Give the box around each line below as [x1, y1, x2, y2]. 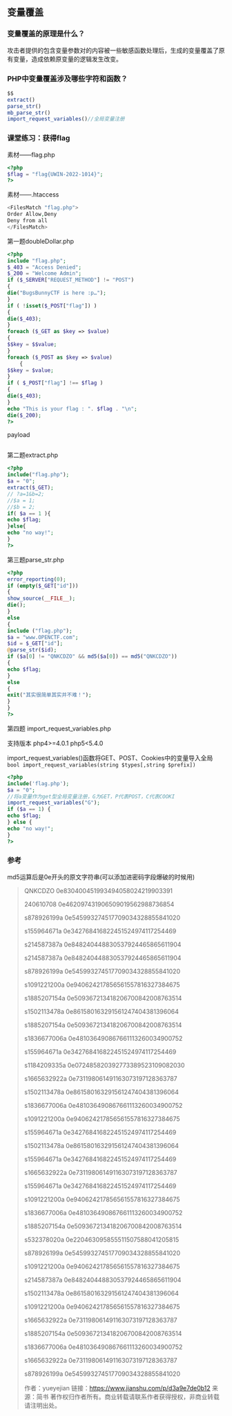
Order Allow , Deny [7, 210, 57, 218]
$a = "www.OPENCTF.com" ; [7, 634, 79, 640]
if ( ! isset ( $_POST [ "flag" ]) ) [7, 302, 97, 310]
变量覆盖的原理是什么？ [7, 29, 85, 39]
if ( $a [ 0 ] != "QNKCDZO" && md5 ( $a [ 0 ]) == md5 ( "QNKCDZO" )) [7, 653, 177, 660]
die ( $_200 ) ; [7, 411, 41, 419]
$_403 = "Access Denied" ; [7, 264, 81, 271]
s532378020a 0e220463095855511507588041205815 [23, 1235, 180, 1244]
